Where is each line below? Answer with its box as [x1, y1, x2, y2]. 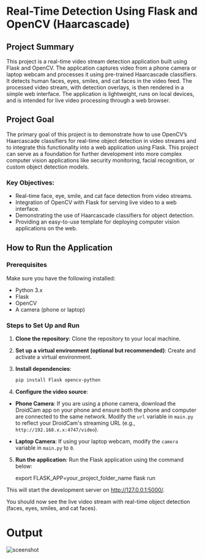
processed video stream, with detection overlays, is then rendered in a [6, 84, 184, 91]
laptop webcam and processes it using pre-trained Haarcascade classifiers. [6, 71, 198, 78]
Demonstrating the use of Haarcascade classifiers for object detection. [15, 212, 195, 219]
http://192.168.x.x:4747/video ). [15, 426, 99, 433]
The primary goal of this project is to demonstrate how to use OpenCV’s [6, 130, 188, 138]
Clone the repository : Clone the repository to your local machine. [15, 335, 181, 343]
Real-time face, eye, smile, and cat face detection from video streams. [15, 192, 193, 200]
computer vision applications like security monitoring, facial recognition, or [6, 156, 195, 164]
